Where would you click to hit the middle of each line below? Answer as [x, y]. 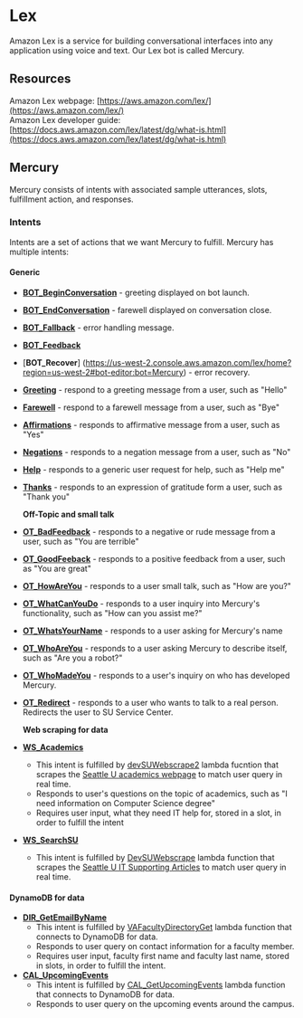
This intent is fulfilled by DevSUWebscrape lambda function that [155, 858]
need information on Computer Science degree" [125, 804]
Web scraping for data [65, 730]
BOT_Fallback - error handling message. [98, 328]
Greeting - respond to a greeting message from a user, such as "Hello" [155, 390]
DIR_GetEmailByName [64, 918]
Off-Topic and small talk [68, 514]
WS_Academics [53, 747]
